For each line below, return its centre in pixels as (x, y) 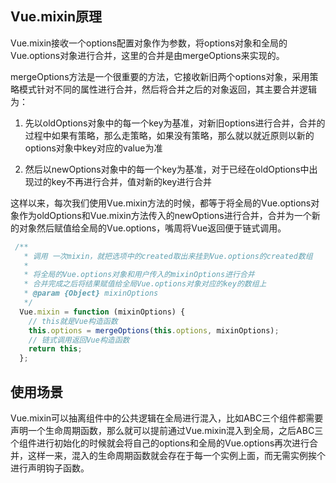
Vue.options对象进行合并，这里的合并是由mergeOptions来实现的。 (147, 55)
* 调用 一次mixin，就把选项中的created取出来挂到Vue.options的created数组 (168, 256)
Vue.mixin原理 (56, 17)
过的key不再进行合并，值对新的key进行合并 (123, 181)
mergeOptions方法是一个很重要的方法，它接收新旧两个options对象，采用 (160, 76)
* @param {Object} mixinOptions (91, 293)
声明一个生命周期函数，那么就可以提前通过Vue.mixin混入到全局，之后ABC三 (167, 430)
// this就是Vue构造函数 (73, 321)
